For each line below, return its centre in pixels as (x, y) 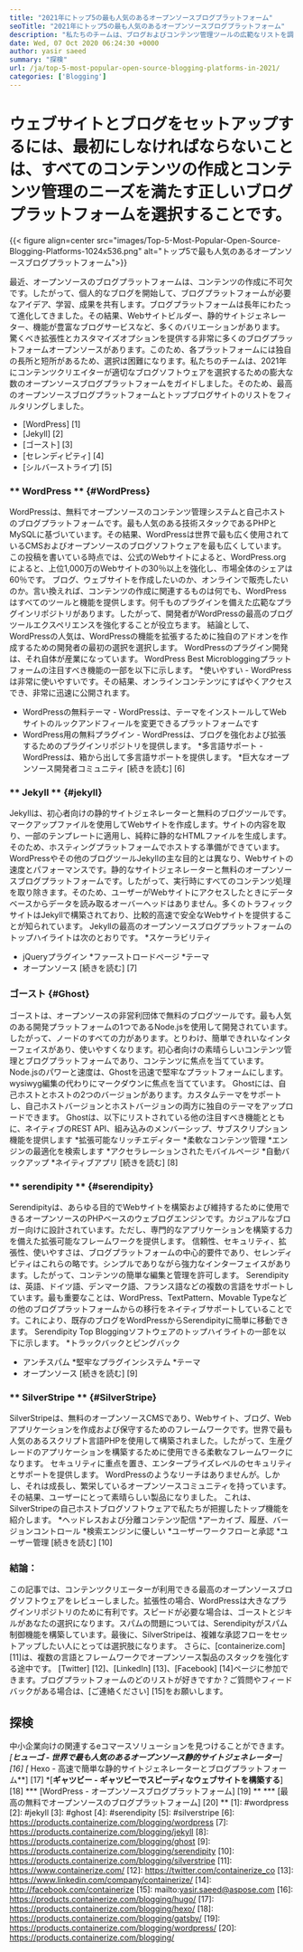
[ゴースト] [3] (48, 444)
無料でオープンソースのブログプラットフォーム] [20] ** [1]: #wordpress (157, 1803)
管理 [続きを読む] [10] (73, 1542)
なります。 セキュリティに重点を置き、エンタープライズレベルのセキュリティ (151, 1464)
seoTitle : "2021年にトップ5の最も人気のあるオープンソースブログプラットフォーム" (147, 26)
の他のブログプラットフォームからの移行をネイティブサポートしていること (147, 1309)
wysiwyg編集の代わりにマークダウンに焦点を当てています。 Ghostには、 (144, 1083)
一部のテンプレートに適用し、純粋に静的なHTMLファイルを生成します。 (158, 836)
